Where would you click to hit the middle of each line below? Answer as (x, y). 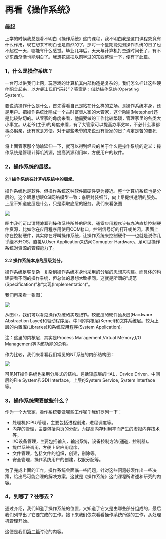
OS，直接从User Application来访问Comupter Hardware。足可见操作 (91, 242)
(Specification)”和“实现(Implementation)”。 (49, 284)
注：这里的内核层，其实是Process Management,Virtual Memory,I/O (73, 338)
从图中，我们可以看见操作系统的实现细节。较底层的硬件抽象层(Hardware (79, 315)
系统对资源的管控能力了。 (31, 248)
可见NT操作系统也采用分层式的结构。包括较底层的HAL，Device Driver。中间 (83, 374)
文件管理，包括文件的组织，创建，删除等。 (56, 453)
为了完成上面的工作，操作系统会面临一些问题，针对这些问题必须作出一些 (79, 470)
